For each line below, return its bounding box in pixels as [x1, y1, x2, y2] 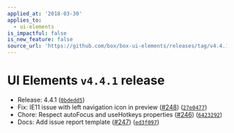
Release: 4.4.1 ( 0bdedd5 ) [17, 95, 85, 104]
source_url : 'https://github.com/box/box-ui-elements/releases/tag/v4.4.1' [7, 42, 232, 49]
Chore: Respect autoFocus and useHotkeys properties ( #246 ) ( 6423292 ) [17, 110, 223, 118]
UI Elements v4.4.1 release [7, 72, 165, 88]
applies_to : [7, 17, 42, 24]
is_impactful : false [7, 29, 68, 37]
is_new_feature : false [7, 36, 73, 43]
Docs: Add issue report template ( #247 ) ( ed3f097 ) [17, 118, 160, 126]
